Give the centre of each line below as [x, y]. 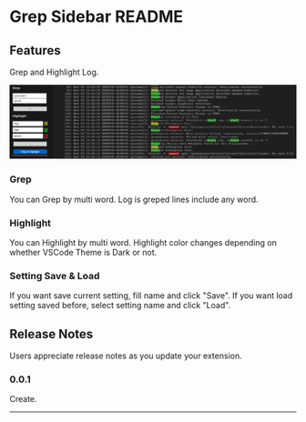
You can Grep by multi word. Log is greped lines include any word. [134, 199]
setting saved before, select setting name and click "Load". [120, 306]
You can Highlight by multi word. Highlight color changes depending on [143, 243]
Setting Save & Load [55, 276]
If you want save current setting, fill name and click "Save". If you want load [151, 296]
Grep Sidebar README [97, 17]
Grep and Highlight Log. [54, 72]
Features [35, 50]
